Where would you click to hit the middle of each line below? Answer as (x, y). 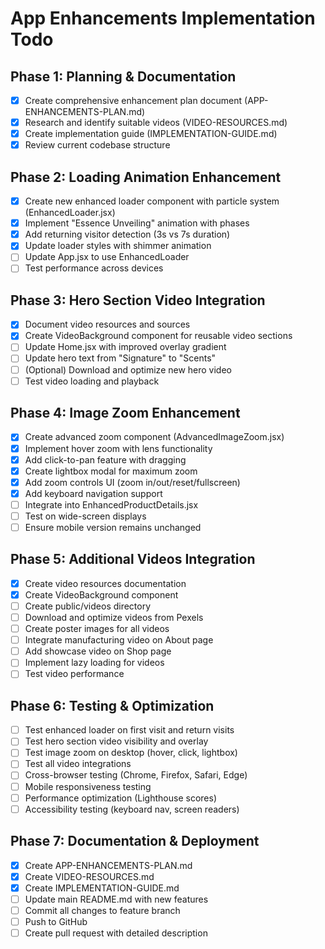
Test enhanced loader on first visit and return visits (129, 730)
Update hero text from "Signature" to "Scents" (120, 358)
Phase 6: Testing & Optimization (112, 705)
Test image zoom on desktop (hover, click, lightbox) (131, 753)
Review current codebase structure (97, 145)
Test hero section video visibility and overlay (116, 741)
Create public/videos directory (88, 606)
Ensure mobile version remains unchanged (113, 527)
